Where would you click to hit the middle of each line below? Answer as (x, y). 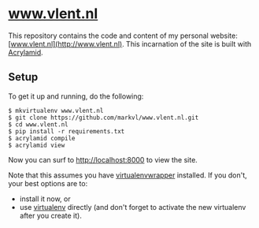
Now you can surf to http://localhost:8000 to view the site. (103, 159)
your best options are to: (48, 183)
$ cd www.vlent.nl (38, 124)
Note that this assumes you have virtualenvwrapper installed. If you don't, (128, 175)
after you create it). (51, 215)
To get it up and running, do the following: (76, 96)
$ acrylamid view (37, 145)
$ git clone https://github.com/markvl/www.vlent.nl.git (104, 118)
